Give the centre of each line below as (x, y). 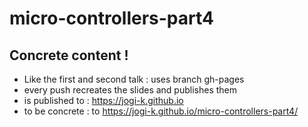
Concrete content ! (69, 55)
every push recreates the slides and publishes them (130, 90)
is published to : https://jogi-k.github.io (103, 100)
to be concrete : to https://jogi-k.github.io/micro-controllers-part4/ (161, 111)
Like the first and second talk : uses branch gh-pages (134, 79)
